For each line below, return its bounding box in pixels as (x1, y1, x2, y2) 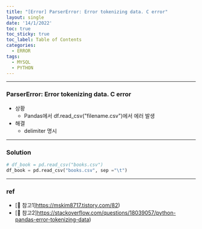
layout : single (6, 14, 44, 20)
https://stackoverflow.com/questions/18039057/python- (37, 209, 176, 216)
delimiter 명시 (23, 127, 57, 134)
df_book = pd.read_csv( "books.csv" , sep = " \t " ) (6, 167, 128, 173)
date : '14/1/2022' (6, 20, 52, 26)
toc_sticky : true (6, 31, 50, 37)
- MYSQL (11, 59, 31, 65)
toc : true (6, 25, 31, 32)
